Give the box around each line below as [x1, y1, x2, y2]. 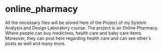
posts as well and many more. [5, 40, 65, 46]
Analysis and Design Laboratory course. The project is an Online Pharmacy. [5, 25, 159, 30]
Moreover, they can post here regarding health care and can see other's [5, 35, 151, 41]
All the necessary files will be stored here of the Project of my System [5, 20, 147, 25]
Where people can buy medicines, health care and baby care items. [5, 30, 143, 36]
